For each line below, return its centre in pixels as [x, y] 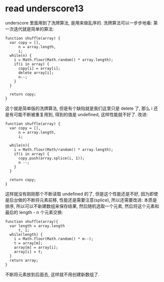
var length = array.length [37, 226]
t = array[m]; [28, 243]
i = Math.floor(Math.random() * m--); [54, 239]
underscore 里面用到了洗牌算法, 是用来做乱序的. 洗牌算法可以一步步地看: [79, 23]
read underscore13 [44, 9]
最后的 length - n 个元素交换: [34, 212]
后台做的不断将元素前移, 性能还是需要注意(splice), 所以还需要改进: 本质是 [83, 200]
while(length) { [26, 234]
